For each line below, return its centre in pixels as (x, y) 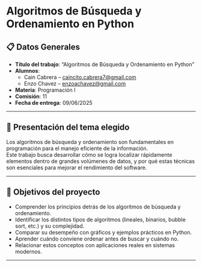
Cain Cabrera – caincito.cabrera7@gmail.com (80, 77)
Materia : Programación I (45, 90)
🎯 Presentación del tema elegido (68, 127)
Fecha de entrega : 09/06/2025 (54, 103)
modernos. (28, 251)
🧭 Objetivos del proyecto (53, 192)
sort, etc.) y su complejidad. (50, 226)
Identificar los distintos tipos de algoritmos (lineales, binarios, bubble (100, 219)
